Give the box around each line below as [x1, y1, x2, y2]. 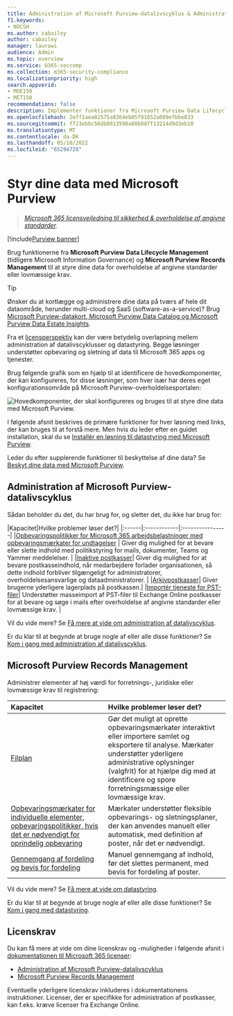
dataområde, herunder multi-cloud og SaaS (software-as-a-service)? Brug [7, 304, 221, 313]
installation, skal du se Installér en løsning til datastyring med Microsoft [7, 432, 210, 440]
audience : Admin [7, 49, 54, 56]
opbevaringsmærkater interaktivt [107, 722, 215, 732]
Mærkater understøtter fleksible [107, 803, 212, 813]
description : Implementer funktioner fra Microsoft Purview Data [7, 107, 200, 114]
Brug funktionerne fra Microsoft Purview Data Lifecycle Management [7, 248, 209, 256]
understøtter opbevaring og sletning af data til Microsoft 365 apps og [7, 347, 205, 356]
